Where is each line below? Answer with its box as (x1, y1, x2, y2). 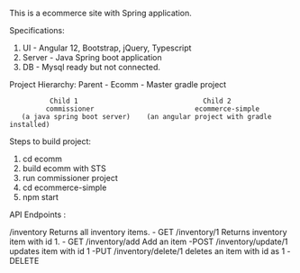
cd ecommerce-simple (22, 182, 107, 193)
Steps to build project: (9, 136, 92, 147)
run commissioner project (22, 173, 119, 183)
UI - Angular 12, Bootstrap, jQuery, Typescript (22, 42, 192, 53)
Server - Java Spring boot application (22, 52, 162, 62)
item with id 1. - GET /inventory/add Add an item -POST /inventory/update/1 (9, 236, 288, 247)
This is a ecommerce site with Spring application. (9, 8, 192, 18)
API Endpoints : (9, 209, 66, 220)
